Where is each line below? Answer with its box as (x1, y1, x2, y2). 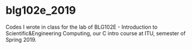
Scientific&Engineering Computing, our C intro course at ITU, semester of (5, 29, 186, 36)
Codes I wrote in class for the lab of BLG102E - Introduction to (5, 23, 158, 30)
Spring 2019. (5, 36, 37, 43)
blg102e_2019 (5, 4, 76, 17)
